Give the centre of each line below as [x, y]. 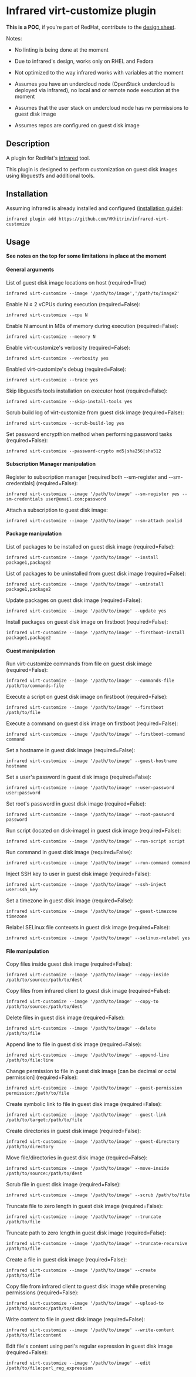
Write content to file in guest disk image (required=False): [76, 1320]
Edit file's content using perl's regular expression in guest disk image [89, 1346]
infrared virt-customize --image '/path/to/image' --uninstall [85, 584]
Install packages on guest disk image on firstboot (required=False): [87, 622]
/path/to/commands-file [35, 686]
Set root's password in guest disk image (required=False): [76, 804]
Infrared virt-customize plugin [81, 11]
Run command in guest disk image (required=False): [70, 852]
